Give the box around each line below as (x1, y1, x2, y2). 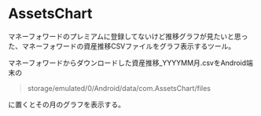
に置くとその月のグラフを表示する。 (8, 100, 126, 109)
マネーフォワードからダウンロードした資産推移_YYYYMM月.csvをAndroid (8, 58, 247, 67)
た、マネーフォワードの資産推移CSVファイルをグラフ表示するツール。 (8, 41, 236, 51)
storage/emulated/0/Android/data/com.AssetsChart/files (27, 83, 211, 92)
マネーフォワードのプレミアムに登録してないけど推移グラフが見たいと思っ (8, 31, 248, 41)
